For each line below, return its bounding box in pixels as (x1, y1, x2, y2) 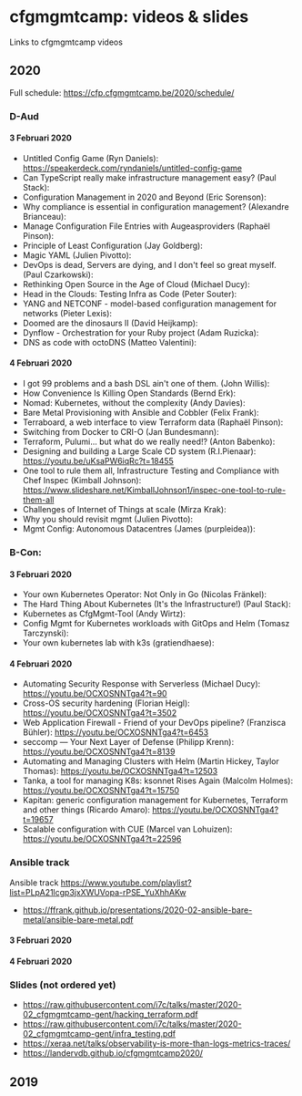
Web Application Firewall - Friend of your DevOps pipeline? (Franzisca (22, 718, 287, 729)
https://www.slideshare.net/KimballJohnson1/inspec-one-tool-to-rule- (22, 485, 287, 496)
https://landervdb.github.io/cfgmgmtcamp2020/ (22, 1048, 203, 1059)
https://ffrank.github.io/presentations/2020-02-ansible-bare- (22, 905, 253, 915)
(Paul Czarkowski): (22, 269, 94, 280)
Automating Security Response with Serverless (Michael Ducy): (22, 678, 261, 689)
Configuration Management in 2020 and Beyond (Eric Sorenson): (22, 191, 267, 202)
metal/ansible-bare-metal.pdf (22, 914, 134, 925)
